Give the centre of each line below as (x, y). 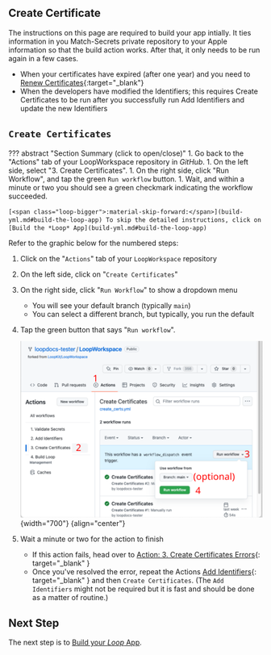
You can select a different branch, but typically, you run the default (143, 314)
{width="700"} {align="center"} (73, 524)
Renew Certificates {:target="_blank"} (82, 82)
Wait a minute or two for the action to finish (92, 539)
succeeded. (28, 196)
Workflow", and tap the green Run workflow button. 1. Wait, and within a (126, 179)
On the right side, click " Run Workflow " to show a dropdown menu (129, 290)
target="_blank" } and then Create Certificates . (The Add (128, 581)
